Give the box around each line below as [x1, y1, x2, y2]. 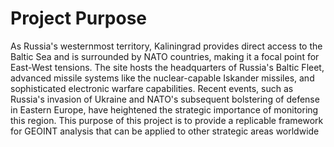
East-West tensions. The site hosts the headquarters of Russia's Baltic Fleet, [10, 61, 325, 73]
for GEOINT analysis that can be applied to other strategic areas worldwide [10, 125, 320, 137]
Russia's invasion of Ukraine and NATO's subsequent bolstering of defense [10, 93, 320, 105]
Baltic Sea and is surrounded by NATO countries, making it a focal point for [10, 50, 320, 62]
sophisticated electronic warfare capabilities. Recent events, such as [10, 82, 294, 94]
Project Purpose [10, 7, 148, 30]
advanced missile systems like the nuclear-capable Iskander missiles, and [10, 72, 315, 84]
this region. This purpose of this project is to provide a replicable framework [10, 114, 324, 126]
